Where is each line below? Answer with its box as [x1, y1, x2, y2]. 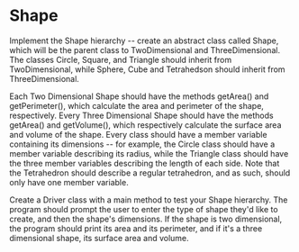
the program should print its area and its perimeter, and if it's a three [9, 222, 263, 234]
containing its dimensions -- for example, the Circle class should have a [9, 139, 276, 149]
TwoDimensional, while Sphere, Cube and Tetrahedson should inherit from [9, 64, 285, 75]
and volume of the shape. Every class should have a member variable [9, 129, 267, 139]
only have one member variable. [9, 176, 129, 187]
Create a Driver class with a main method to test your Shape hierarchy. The [9, 194, 288, 205]
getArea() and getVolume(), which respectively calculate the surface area [9, 119, 282, 130]
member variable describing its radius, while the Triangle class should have [9, 148, 289, 158]
